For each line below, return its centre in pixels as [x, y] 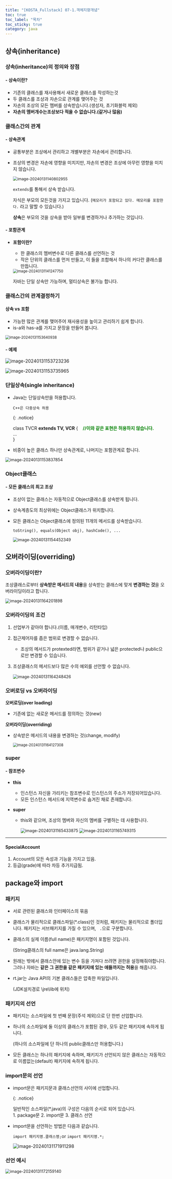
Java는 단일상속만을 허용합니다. [45, 397]
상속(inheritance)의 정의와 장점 [42, 67]
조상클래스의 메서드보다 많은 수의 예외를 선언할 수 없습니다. [71, 666]
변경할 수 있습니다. [49, 655]
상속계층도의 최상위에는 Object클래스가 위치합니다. [63, 510]
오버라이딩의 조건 [25, 615]
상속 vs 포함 [17, 309]
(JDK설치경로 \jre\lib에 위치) [41, 989]
